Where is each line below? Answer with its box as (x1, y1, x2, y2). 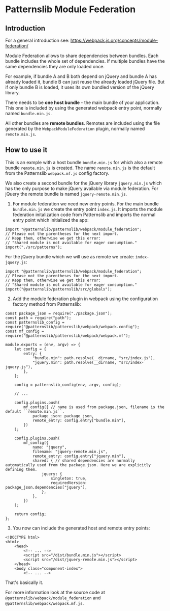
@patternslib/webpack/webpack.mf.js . (5, 600, 84, 606)
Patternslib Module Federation (5, 4, 136, 15)
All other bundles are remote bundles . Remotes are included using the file (5, 120, 160, 126)
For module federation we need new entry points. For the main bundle (12, 200, 159, 207)
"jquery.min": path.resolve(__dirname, (32, 360, 117, 365)
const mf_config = (5, 329, 44, 334)
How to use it (5, 146, 48, 154)
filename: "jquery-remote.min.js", (32, 449, 108, 454)
